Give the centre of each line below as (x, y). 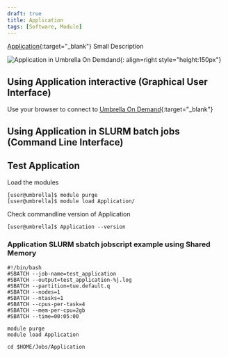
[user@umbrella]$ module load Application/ (71, 201)
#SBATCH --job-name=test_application (62, 273)
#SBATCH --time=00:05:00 (43, 316)
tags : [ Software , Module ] (44, 26)
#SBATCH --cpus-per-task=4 (46, 304)
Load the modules (33, 182)
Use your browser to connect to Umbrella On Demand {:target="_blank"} (110, 109)
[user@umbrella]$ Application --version (67, 227)
